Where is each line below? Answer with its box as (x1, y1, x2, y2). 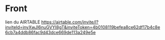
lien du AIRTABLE (5, 19, 40, 25)
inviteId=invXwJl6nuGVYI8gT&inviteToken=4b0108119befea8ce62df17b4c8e (5, 24, 161, 30)
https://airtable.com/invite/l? (41, 19, 99, 25)
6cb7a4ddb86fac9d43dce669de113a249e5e (5, 29, 96, 35)
